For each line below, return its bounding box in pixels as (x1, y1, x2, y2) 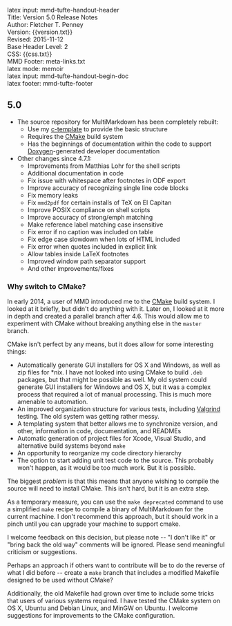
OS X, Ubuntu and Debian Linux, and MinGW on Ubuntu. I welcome (7, 604, 198, 612)
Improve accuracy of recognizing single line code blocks (27, 183, 188, 192)
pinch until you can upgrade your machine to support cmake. (7, 520, 181, 528)
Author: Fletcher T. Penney (7, 21, 84, 28)
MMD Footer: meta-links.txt (7, 57, 86, 65)
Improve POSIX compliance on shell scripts (27, 205, 151, 214)
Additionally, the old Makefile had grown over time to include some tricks (7, 589, 214, 598)
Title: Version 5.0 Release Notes (7, 13, 98, 21)
